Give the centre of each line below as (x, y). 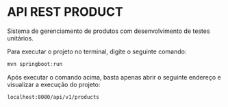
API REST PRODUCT (65, 12)
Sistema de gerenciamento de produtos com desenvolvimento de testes (109, 31)
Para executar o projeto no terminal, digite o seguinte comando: (97, 51)
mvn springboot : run (35, 64)
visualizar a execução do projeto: (54, 84)
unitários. (21, 38)
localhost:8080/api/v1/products (53, 97)
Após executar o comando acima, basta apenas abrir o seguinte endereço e (114, 77)
